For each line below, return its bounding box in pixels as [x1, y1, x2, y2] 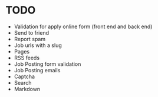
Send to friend [14, 29, 50, 36]
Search [14, 79, 32, 86]
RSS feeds [14, 54, 39, 61]
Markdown [14, 85, 41, 92]
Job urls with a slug [14, 42, 62, 49]
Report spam [14, 35, 45, 42]
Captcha [14, 73, 35, 80]
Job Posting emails [14, 66, 61, 73]
